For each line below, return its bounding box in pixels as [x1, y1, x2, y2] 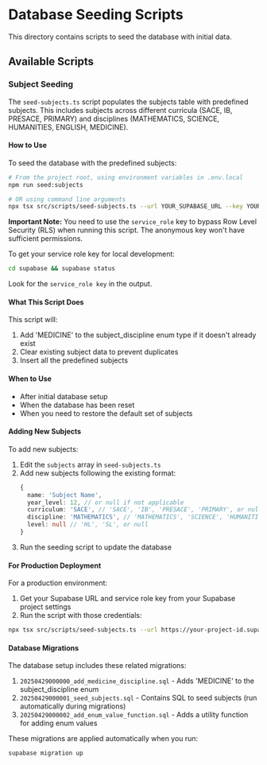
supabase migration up [8, 749, 83, 757]
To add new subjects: [8, 444, 79, 454]
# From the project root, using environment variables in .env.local [8, 173, 244, 181]
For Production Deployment [8, 561, 102, 570]
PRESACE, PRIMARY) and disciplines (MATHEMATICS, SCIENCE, [8, 114, 220, 123]
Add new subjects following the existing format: [19, 468, 176, 478]
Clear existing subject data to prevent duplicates [19, 348, 179, 357]
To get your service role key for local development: [8, 249, 175, 259]
